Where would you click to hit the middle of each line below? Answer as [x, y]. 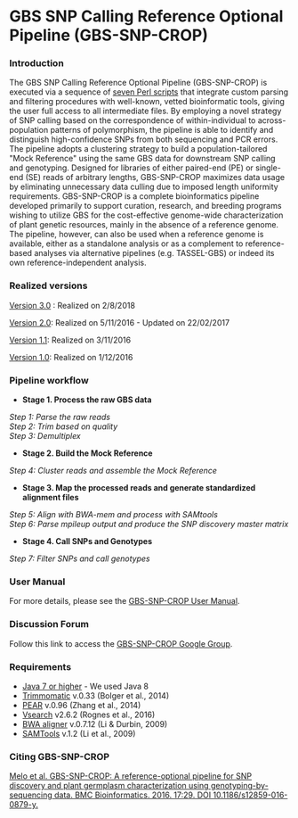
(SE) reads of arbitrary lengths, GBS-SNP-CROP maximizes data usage [155, 178]
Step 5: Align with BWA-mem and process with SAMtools [113, 515]
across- [272, 120]
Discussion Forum [49, 624]
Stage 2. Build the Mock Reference [87, 453]
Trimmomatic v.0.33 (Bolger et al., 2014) [96, 695]
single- [268, 168]
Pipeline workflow [49, 380]
